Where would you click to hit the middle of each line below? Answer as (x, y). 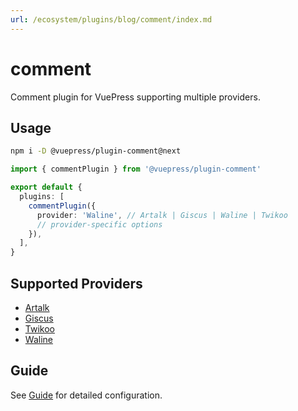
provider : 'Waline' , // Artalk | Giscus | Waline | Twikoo (162, 215)
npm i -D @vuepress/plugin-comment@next (96, 151)
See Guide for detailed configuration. (86, 395)
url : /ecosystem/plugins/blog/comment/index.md (111, 19)
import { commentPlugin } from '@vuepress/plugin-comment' (136, 169)
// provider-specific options (99, 224)
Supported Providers (76, 283)
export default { (46, 187)
